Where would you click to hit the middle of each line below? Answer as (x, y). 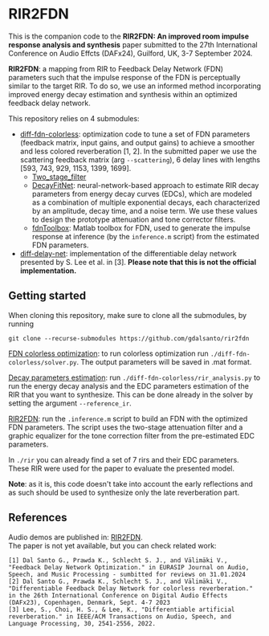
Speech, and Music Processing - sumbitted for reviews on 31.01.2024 (127, 574)
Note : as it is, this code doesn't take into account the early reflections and (130, 483)
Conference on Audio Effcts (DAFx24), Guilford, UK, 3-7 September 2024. (130, 53)
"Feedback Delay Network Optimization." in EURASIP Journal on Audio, (129, 567)
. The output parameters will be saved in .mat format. (164, 361)
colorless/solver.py (43, 362)
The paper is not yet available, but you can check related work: (112, 545)
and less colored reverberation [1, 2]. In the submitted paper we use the (138, 151)
